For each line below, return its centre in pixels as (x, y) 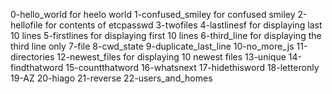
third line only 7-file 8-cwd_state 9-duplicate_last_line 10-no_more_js (152, 46)
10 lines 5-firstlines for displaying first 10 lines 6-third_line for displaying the (166, 35)
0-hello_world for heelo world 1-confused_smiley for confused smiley (153, 14)
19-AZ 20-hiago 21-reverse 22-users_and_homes (111, 78)
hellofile (26, 25)
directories (32, 57)
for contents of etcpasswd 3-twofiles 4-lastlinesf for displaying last (183, 25)
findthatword (37, 67)
